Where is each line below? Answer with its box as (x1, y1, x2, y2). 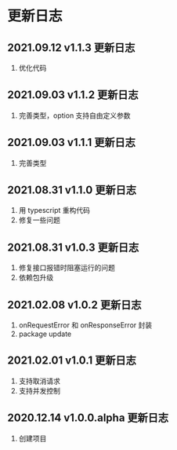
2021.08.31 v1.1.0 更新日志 (7, 184, 136, 197)
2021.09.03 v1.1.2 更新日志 (7, 88, 139, 102)
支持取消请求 (18, 376, 60, 386)
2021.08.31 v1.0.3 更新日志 (7, 240, 139, 254)
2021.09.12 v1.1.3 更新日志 (7, 41, 135, 54)
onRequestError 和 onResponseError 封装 (18, 320, 153, 330)
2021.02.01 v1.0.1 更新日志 (7, 354, 136, 368)
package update (18, 329, 72, 338)
